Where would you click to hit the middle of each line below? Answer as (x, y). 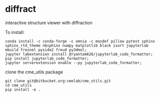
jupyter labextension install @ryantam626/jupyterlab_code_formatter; (79, 54)
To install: (15, 32)
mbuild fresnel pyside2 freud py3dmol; (46, 50)
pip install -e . (23, 90)
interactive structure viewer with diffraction (49, 23)
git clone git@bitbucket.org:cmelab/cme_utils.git (58, 81)
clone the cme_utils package (34, 72)
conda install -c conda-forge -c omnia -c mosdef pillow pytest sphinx (80, 41)
